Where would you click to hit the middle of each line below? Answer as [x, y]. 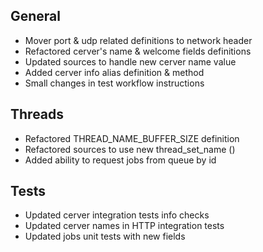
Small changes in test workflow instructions [114, 83]
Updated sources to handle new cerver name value [130, 61]
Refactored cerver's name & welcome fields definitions [138, 51]
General [36, 16]
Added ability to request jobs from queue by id [120, 160]
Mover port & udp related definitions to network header [138, 40]
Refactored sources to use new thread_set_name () [130, 149]
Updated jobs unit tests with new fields [105, 236]
